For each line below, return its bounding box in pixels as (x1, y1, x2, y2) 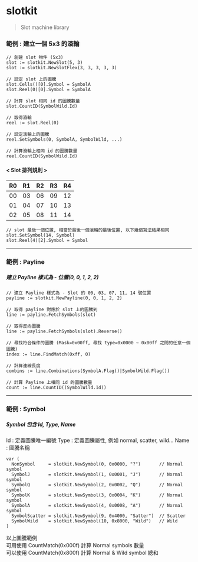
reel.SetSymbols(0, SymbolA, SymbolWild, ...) (6, 137, 123, 143)
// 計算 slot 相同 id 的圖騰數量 (6, 98, 81, 104)
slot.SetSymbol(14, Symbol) (6, 232, 75, 238)
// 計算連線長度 (6, 363, 41, 369)
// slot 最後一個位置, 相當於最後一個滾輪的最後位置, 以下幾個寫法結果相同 (6, 227, 170, 233)
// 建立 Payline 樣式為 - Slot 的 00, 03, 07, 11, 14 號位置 (6, 290, 151, 296)
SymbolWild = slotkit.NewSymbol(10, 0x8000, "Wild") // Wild (11, 518, 178, 524)
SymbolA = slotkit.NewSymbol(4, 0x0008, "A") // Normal (11, 503, 183, 509)
